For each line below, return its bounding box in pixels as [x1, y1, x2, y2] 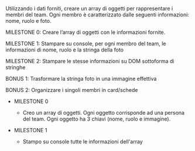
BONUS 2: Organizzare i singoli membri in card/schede [5, 87, 138, 93]
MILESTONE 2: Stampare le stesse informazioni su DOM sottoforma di [5, 58, 175, 64]
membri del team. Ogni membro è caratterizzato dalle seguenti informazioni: [5, 11, 190, 18]
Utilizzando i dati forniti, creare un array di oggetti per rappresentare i [5, 5, 173, 12]
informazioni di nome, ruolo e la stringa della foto [5, 46, 124, 53]
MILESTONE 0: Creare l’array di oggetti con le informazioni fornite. [5, 29, 166, 36]
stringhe [5, 64, 26, 71]
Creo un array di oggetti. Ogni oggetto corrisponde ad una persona [22, 109, 185, 116]
